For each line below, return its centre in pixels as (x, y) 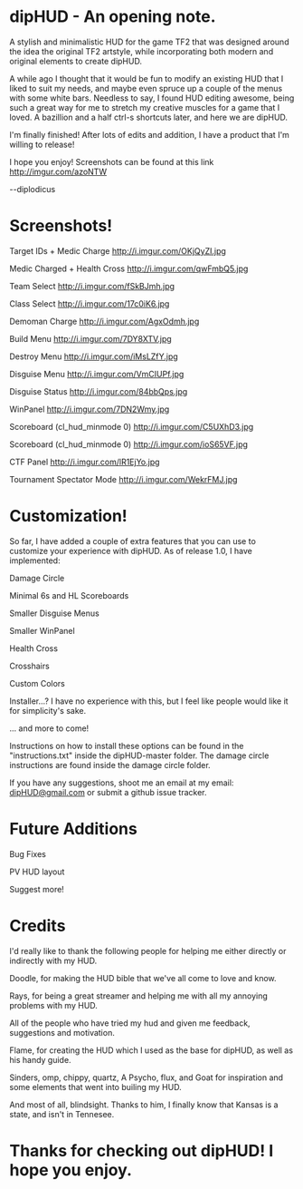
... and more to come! (49, 728)
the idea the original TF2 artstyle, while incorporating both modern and (142, 51)
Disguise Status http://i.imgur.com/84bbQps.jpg (99, 391)
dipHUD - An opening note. (113, 17)
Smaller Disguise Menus (54, 613)
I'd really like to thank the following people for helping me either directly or (148, 950)
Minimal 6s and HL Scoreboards (69, 595)
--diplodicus (33, 189)
